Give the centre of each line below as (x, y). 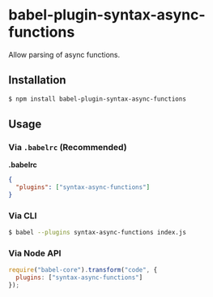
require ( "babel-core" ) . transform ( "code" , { (83, 270)
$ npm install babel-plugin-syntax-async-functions (97, 99)
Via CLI (23, 215)
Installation (37, 80)
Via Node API (35, 253)
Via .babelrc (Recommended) (68, 147)
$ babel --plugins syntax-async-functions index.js (97, 233)
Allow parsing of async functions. (64, 54)
